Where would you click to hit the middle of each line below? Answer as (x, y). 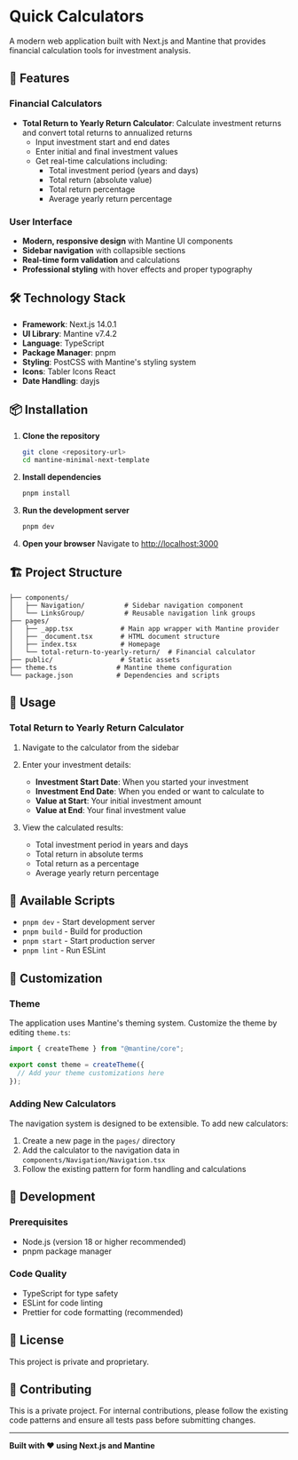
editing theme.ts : (40, 1033)
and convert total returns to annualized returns (107, 132)
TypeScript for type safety (70, 1293)
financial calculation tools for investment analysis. (100, 50)
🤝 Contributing (51, 1389)
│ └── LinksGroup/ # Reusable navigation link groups (132, 613)
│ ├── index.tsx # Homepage (85, 644)
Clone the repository (61, 435)
